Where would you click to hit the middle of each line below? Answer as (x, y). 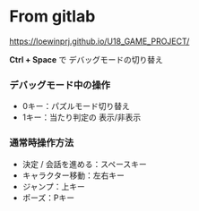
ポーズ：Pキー (48, 198)
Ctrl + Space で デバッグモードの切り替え (87, 59)
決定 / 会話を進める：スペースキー (85, 164)
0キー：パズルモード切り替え (76, 106)
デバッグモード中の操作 (60, 85)
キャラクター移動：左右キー (74, 175)
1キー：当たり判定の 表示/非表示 (82, 117)
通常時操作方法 (42, 143)
